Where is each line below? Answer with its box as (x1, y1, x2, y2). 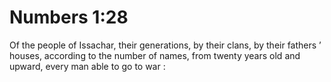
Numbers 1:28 (9, 6, 129, 29)
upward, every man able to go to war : (9, 60, 166, 72)
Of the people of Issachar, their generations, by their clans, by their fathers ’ (9, 39, 322, 51)
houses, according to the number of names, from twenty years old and (9, 49, 301, 61)
